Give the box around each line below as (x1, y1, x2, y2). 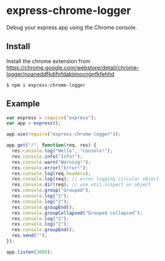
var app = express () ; (6, 120, 61, 126)
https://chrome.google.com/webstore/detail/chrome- (6, 64, 139, 71)
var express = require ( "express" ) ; (6, 115, 97, 121)
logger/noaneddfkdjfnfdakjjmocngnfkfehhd (6, 70, 114, 78)
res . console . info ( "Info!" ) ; (12, 153, 83, 160)
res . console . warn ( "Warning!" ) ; (12, 159, 91, 165)
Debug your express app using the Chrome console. (6, 24, 138, 31)
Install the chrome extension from (6, 57, 91, 64)
